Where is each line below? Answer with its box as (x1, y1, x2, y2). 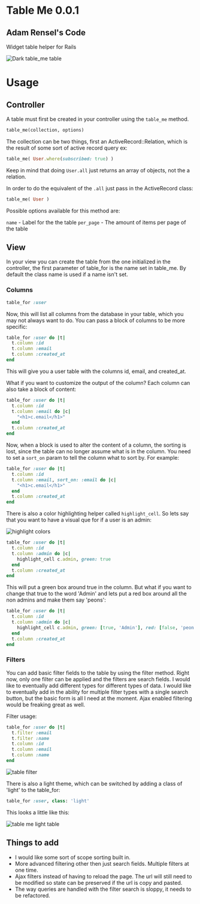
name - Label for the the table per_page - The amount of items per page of (6, 219, 187, 226)
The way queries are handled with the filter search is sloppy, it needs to (14, 885, 192, 893)
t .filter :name (11, 735, 50, 741)
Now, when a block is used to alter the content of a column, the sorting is (6, 441, 187, 449)
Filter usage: (6, 712, 37, 720)
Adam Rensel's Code (6, 28, 86, 38)
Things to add (6, 838, 59, 848)
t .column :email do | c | (11, 408, 71, 414)
